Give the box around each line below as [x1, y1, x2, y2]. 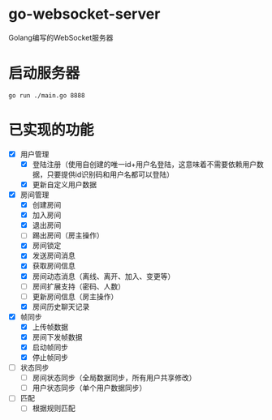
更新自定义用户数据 [32, 179, 97, 189]
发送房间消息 [32, 251, 76, 260]
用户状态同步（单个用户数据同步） [32, 383, 147, 393]
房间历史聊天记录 [32, 302, 90, 311]
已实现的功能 [8, 121, 95, 139]
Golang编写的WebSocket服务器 [8, 32, 114, 42]
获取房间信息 [32, 261, 76, 271]
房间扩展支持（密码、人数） [32, 281, 126, 291]
